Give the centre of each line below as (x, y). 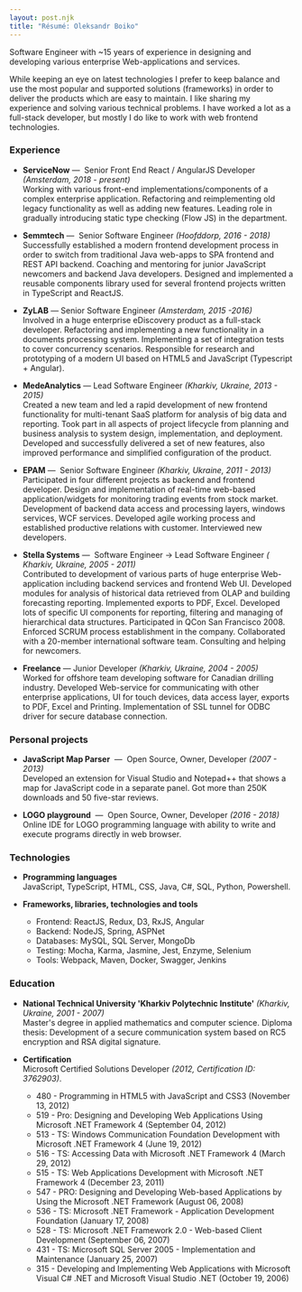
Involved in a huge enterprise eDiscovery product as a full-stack (142, 320)
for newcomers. (52, 650)
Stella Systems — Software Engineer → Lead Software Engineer (143, 554)
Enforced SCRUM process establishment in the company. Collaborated (154, 631)
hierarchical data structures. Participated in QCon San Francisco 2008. (154, 622)
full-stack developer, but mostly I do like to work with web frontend (134, 117)
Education (32, 983)
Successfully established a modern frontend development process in (151, 245)
